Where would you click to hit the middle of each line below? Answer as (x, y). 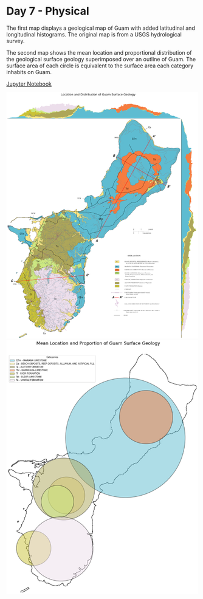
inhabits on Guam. (29, 72)
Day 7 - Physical (48, 11)
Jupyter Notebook (29, 84)
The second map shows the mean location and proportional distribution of (99, 52)
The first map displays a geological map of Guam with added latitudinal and (101, 28)
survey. (15, 41)
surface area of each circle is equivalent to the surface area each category (100, 66)
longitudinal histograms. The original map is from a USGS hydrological (94, 34)
